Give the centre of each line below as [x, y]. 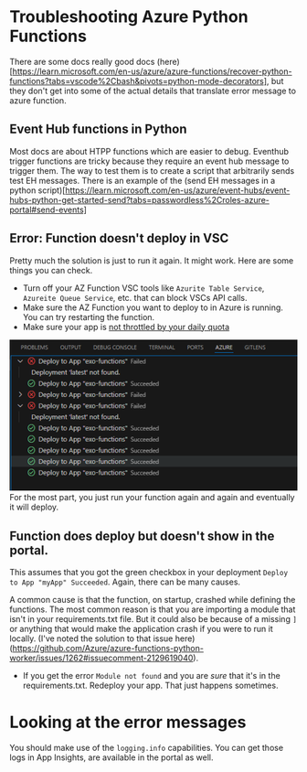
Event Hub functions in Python [98, 129]
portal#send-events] [48, 209]
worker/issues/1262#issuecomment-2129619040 [101, 658]
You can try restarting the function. [89, 316]
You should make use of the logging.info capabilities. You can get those [147, 748]
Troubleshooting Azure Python [129, 17]
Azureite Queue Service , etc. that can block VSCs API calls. [135, 297]
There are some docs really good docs [82, 61]
